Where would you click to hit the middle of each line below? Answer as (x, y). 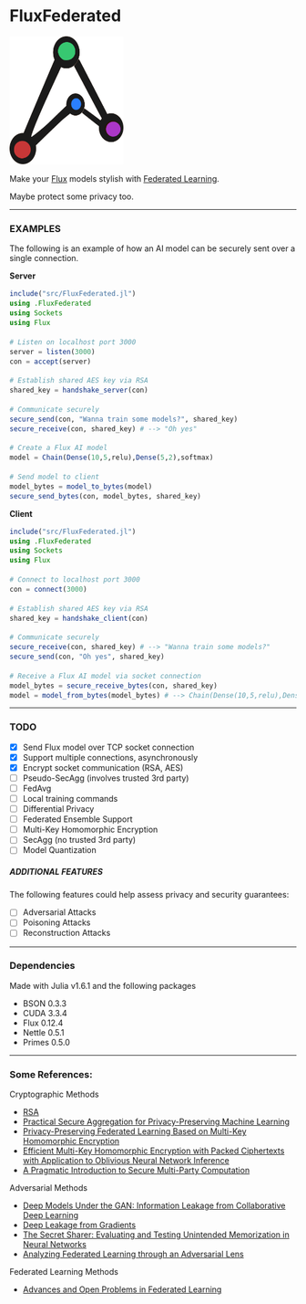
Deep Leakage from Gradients (79, 1225)
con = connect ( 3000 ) (49, 589)
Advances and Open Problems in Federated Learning (122, 1289)
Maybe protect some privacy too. (72, 196)
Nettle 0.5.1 (43, 1032)
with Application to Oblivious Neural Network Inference (126, 1161)
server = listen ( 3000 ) (52, 352)
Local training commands (70, 799)
